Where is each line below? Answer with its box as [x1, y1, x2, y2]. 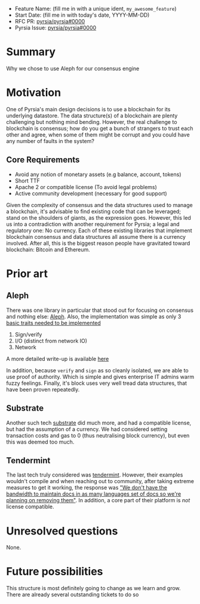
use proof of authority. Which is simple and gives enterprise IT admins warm [6, 373, 195, 380]
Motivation [6, 86, 61, 99]
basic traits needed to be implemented [6, 319, 101, 326]
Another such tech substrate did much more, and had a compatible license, [6, 419, 192, 426]
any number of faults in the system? [6, 137, 94, 144]
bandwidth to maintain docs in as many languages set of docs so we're [6, 490, 181, 497]
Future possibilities [6, 565, 103, 578]
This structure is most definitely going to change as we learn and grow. [6, 585, 181, 592]
